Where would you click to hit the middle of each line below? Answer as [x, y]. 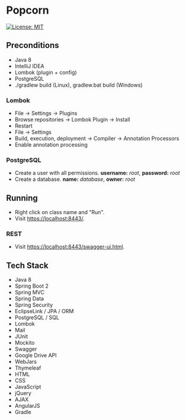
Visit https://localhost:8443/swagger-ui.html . [70, 247]
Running [22, 198]
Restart [23, 126]
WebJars [26, 362]
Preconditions [33, 45]
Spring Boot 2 [31, 286]
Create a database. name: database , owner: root [75, 179]
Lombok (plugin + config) [46, 72]
